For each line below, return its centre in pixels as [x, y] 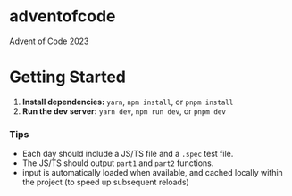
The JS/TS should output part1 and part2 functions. [118, 163]
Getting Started [68, 77]
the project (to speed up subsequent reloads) [105, 182]
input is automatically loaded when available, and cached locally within [152, 173]
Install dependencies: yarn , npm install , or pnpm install [128, 102]
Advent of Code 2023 [49, 41]
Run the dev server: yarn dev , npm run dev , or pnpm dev [124, 111]
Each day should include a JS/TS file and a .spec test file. [128, 154]
